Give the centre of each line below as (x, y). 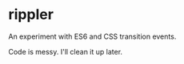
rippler (31, 15)
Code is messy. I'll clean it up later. (65, 51)
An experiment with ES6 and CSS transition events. (92, 36)
